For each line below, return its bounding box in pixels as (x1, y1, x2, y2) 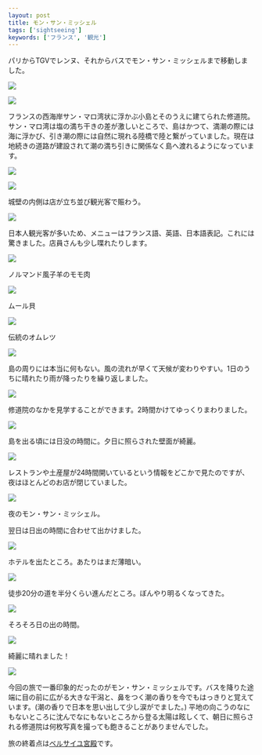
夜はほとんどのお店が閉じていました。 (8, 478, 131, 487)
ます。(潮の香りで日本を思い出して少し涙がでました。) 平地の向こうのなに (14, 702, 251, 712)
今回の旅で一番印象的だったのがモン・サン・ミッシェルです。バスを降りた (8, 683, 248, 692)
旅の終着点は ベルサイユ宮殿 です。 (8, 739, 117, 748)
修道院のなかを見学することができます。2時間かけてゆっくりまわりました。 (8, 405, 252, 414)
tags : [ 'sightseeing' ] (8, 26, 82, 34)
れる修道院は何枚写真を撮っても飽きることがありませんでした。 (8, 722, 213, 731)
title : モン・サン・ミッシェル (8, 19, 97, 27)
